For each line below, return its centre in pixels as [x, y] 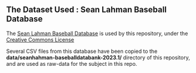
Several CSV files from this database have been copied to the [82, 51]
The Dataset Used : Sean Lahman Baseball [87, 10]
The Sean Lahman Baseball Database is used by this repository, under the [97, 33]
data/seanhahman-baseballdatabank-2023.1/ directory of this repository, [98, 57]
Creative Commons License [40, 39]
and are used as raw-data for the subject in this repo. [72, 64]
